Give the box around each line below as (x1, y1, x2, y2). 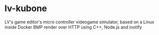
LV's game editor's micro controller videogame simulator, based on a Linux (4, 19, 155, 25)
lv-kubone (4, 3, 47, 14)
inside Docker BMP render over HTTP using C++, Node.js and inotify (4, 24, 142, 30)
